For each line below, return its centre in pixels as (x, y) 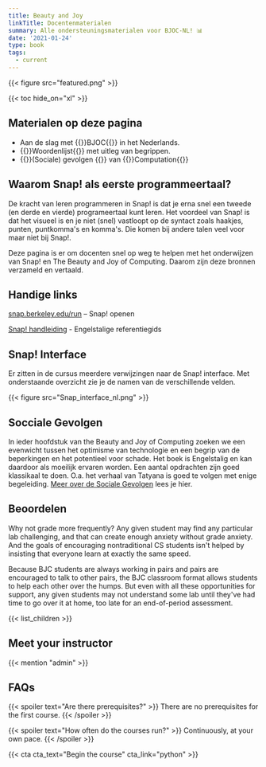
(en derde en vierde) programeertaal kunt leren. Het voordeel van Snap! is (129, 212)
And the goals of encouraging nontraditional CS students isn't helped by (126, 545)
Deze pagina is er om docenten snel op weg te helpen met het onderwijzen (131, 252)
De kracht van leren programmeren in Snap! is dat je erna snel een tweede (130, 203)
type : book (26, 45)
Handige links (43, 294)
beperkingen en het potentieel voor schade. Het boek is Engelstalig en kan (130, 458)
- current (31, 61)
